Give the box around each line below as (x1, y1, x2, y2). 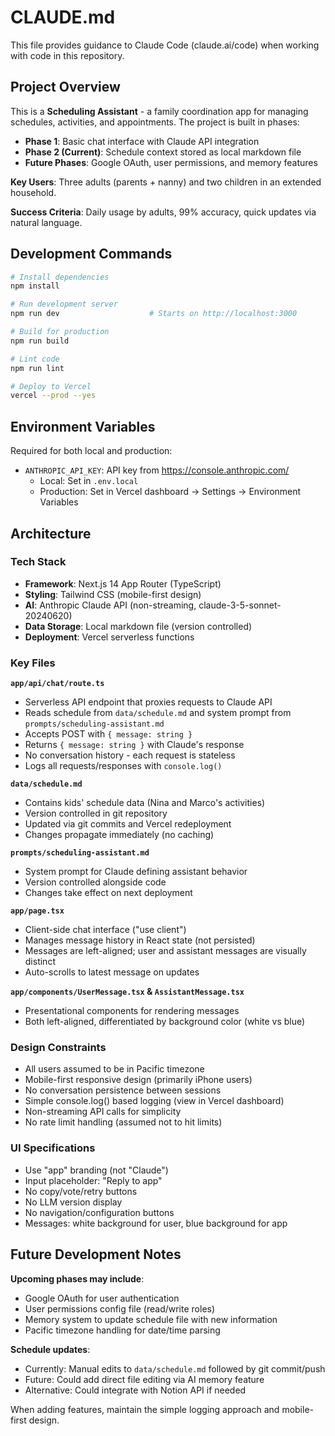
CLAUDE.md (10, 6, 116, 29)
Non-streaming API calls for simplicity (24, 1106, 182, 1118)
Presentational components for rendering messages (24, 1005, 240, 1017)
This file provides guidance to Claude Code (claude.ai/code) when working (10, 39, 320, 51)
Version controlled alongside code (24, 876, 167, 888)
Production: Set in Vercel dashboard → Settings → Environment (39, 486, 302, 498)
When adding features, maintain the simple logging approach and (10, 1403, 280, 1415)
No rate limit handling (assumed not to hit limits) (24, 1116, 223, 1128)
